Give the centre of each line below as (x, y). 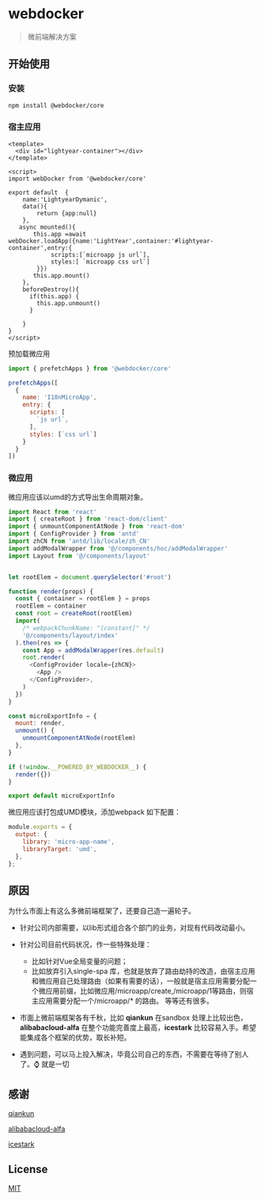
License (28, 1169)
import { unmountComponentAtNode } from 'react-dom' (97, 527)
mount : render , (40, 723)
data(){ (35, 206)
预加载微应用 (29, 354)
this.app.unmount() (69, 303)
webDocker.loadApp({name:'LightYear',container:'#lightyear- (111, 241)
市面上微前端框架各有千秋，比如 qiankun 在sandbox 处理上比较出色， (133, 1018)
